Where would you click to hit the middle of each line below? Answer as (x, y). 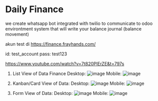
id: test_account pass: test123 (36, 54)
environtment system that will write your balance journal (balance (73, 28)
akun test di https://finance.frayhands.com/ (51, 44)
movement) (17, 34)
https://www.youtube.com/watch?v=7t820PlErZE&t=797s (65, 63)
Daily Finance (34, 9)
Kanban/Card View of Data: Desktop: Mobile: (69, 83)
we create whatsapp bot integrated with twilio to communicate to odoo (79, 23)
